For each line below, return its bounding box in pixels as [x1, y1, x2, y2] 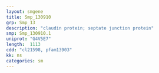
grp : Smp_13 [6, 19, 35, 25]
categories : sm [6, 58, 44, 64]
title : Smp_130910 [6, 14, 51, 20]
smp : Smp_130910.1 [6, 31, 51, 36]
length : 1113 [6, 42, 41, 48]
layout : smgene [6, 8, 44, 15]
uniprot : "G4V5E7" [6, 36, 51, 42]
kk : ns [6, 52, 22, 58]
